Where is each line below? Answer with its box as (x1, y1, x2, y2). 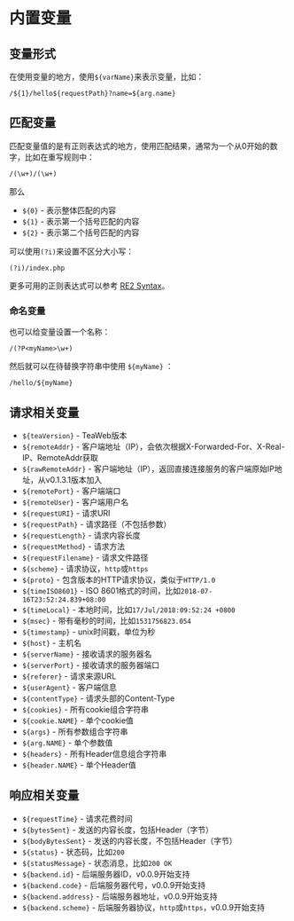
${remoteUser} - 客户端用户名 (21, 496, 129, 507)
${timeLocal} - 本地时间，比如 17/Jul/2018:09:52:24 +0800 (21, 604, 236, 615)
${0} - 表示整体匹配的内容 (21, 205, 117, 216)
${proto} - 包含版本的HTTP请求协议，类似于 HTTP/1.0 (21, 574, 216, 585)
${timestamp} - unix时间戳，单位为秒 (21, 626, 156, 637)
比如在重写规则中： (24, 152, 95, 162)
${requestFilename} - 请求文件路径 (21, 552, 149, 563)
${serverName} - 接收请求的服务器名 (21, 649, 152, 659)
